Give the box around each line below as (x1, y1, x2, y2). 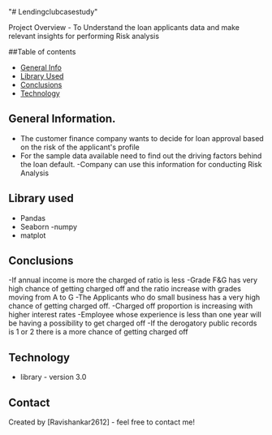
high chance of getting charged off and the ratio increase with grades (8, 284, 242, 294)
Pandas (19, 213, 46, 222)
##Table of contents (8, 47, 76, 56)
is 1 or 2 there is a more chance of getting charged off (8, 327, 188, 337)
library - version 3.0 (19, 373, 87, 382)
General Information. (8, 112, 116, 126)
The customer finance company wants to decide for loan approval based (19, 133, 264, 143)
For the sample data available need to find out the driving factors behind (19, 150, 262, 161)
